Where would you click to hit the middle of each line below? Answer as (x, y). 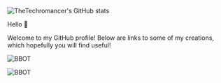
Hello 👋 (17, 24)
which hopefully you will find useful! (59, 45)
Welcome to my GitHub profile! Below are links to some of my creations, (111, 38)
